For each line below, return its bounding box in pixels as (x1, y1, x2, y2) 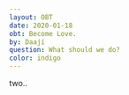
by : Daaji (9, 37, 46, 47)
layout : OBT (9, 12, 53, 22)
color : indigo (9, 54, 62, 62)
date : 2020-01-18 (9, 21, 73, 30)
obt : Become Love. (9, 29, 77, 38)
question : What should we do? (9, 46, 121, 55)
